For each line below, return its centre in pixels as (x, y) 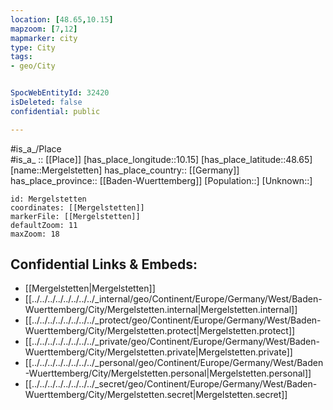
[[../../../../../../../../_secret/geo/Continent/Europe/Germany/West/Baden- (171, 384)
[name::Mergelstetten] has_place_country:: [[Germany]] (125, 170)
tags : (21, 57)
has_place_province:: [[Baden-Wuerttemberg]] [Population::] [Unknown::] (161, 180)
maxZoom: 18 (35, 234)
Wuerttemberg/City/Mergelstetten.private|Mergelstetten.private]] (158, 352)
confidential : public (55, 111)
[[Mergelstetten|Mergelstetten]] (90, 288)
